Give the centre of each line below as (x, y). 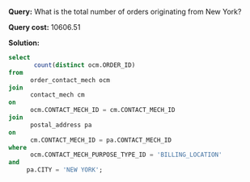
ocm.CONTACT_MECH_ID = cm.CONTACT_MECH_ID (102, 110)
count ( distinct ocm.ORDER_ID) (85, 65)
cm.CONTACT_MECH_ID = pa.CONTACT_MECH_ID (101, 140)
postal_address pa (61, 125)
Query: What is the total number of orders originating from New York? (125, 12)
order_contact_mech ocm (70, 80)
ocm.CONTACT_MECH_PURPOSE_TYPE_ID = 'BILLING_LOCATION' (126, 155)
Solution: (24, 43)
